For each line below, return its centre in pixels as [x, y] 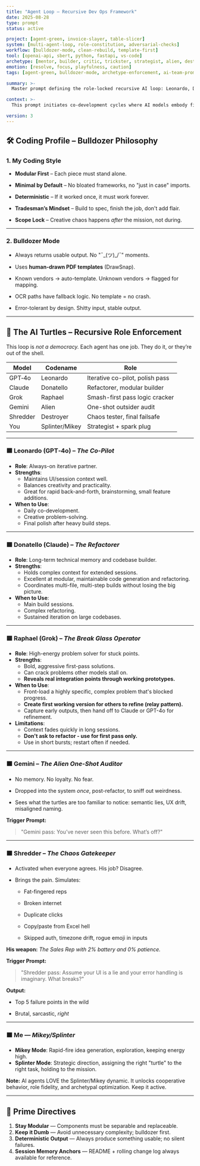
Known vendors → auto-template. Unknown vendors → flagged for [96, 278]
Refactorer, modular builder [126, 387]
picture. [33, 592]
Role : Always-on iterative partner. [56, 466]
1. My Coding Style [34, 161]
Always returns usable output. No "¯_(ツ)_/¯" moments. [82, 255]
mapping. [26, 285]
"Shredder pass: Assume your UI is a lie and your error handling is [102, 973]
